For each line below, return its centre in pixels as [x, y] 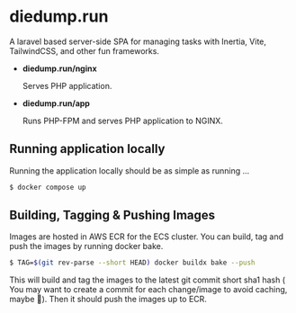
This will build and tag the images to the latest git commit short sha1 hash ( [148, 280]
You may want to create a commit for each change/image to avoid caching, [148, 290]
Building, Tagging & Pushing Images [112, 215]
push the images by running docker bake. [86, 246]
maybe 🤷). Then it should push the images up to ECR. [108, 300]
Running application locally [87, 149]
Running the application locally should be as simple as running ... [130, 170]
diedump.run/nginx [59, 68]
